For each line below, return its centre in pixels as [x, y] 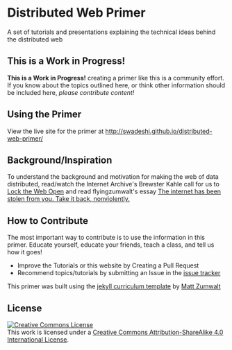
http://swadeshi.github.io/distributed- [159, 131]
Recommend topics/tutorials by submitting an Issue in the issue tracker [119, 273]
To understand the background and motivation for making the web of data [113, 177]
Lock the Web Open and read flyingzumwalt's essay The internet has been [114, 191]
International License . [38, 340]
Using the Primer [44, 115]
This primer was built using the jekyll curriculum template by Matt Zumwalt [114, 286]
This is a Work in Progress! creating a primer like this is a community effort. [116, 78]
